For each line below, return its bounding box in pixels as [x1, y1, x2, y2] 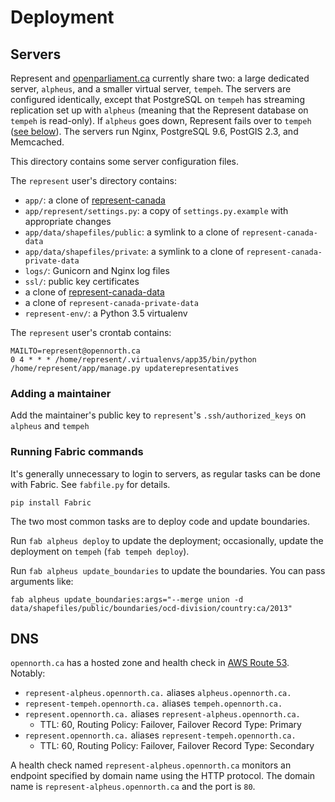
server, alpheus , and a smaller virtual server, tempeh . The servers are [10, 83, 292, 95]
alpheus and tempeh [10, 420, 90, 432]
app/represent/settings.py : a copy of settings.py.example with [24, 205, 289, 216]
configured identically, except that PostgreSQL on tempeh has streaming [10, 94, 305, 105]
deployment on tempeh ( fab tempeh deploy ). [10, 545, 190, 557]
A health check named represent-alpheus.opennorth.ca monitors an [10, 759, 292, 771]
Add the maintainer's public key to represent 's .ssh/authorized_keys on [10, 409, 307, 421]
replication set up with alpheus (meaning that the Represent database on [10, 104, 309, 116]
